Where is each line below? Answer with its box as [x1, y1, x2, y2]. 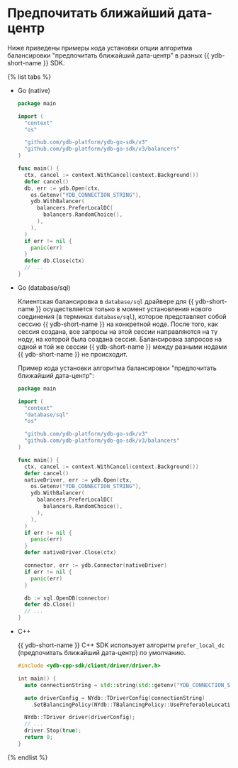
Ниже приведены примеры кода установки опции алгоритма [7, 43, 193, 52]
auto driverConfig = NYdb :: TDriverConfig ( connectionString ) [24, 694, 205, 701]
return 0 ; [24, 734, 53, 741]
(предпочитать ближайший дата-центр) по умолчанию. [17, 649, 186, 657]
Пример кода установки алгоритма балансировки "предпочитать [17, 364, 217, 372]
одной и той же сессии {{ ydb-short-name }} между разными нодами [17, 342, 227, 351]
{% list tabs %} [7, 72, 52, 81]
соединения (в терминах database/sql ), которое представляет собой [17, 312, 227, 320]
